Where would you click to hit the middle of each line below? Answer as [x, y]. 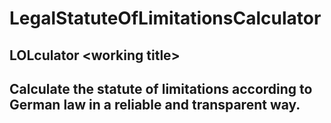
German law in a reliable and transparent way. [155, 104]
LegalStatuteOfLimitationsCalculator [165, 18]
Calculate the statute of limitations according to [161, 88]
